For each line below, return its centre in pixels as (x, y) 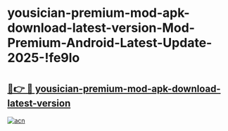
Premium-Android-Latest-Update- (110, 43)
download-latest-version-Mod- (101, 28)
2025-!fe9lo (44, 58)
